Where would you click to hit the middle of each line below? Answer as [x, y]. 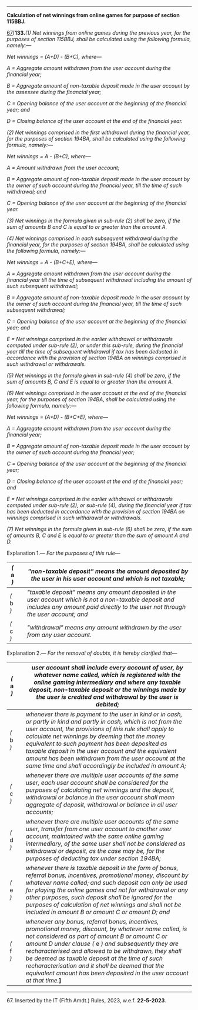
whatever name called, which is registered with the [107, 675]
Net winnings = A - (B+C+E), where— [52, 262]
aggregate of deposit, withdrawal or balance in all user [102, 805]
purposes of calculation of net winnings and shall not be [103, 905]
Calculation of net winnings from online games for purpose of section [93, 15]
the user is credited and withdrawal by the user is [107, 697]
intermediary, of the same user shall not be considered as [105, 844]
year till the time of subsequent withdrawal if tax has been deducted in [92, 351]
